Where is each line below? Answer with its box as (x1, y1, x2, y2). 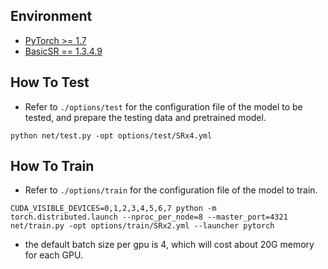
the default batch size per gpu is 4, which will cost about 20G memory (24, 239, 315, 251)
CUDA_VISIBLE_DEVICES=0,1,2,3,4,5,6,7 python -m (10, 204, 217, 214)
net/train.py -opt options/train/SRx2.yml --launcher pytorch (10, 221, 275, 231)
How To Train (10, 158, 95, 175)
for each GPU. (24, 249, 83, 261)
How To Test (10, 74, 90, 91)
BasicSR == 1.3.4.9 (24, 45, 103, 57)
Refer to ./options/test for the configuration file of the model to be (24, 100, 303, 113)
